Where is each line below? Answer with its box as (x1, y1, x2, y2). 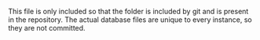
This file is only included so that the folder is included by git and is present (8, 7, 249, 16)
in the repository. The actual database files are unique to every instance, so (8, 15, 253, 24)
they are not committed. (8, 24, 86, 32)
